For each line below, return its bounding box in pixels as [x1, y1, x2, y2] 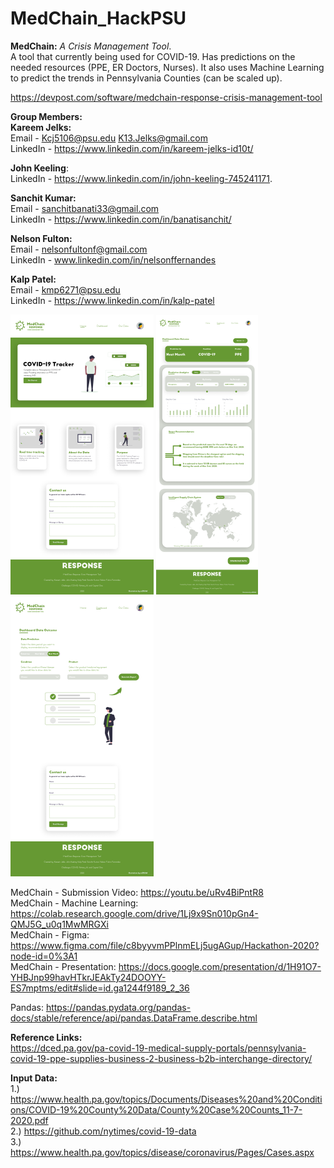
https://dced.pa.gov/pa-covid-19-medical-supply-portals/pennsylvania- [10, 1042, 307, 1054]
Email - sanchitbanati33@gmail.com [10, 202, 160, 214]
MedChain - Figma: [10, 928, 90, 941]
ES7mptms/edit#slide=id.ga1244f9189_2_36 [10, 982, 190, 994]
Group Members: [10, 110, 83, 122]
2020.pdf [10, 1114, 49, 1126]
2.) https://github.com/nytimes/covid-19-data [10, 1125, 197, 1137]
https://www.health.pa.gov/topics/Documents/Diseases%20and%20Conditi [10, 1093, 323, 1105]
